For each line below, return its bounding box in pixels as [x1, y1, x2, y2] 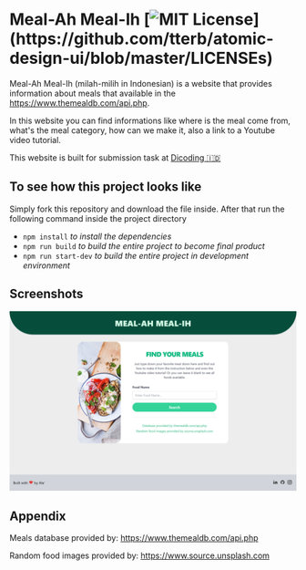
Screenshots [9, 286, 84, 302]
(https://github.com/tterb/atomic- [9, 28, 274, 49]
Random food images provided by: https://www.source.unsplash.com [9, 550, 270, 561]
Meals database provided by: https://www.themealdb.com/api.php [9, 533, 259, 544]
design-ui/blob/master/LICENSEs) [9, 48, 273, 68]
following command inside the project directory [9, 212, 187, 223]
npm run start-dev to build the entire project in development [22, 250, 249, 261]
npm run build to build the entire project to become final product [22, 240, 266, 251]
